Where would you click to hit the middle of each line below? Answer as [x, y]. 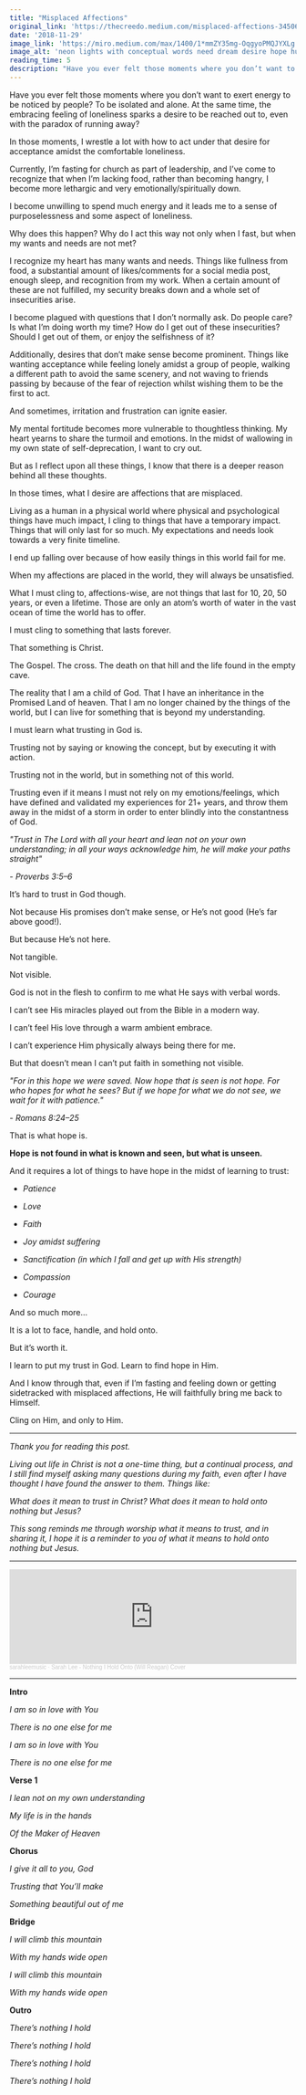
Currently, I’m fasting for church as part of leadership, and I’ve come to [143, 169]
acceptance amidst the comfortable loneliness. [97, 151]
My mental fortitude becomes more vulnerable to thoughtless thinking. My [149, 428]
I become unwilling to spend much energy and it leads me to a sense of [143, 205]
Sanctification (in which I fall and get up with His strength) [132, 1259]
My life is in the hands [51, 1815]
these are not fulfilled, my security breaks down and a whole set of [135, 289]
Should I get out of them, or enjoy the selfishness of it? [112, 336]
